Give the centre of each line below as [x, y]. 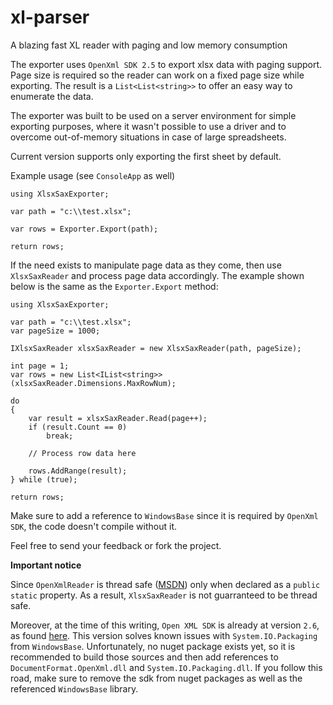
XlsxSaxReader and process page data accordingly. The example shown [157, 275]
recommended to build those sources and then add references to [144, 657]
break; [60, 436]
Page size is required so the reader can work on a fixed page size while [157, 75]
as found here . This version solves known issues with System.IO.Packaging [164, 635]
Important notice [46, 565]
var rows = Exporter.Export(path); [84, 229]
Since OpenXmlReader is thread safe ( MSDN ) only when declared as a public [165, 584]
